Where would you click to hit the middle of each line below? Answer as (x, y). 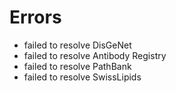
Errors (35, 17)
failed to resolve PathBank (77, 66)
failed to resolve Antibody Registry (95, 55)
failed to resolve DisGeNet (77, 45)
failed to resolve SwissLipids (82, 77)
